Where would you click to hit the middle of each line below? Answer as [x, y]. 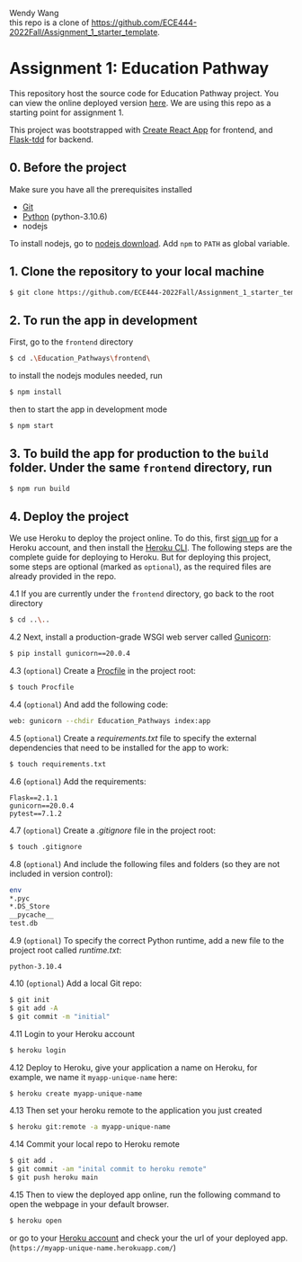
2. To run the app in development [103, 320]
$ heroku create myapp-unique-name [76, 1093]
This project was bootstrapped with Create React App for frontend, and [141, 130]
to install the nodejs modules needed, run [86, 376]
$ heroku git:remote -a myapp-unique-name [90, 1127]
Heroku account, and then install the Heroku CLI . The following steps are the [151, 548]
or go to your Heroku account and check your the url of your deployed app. [149, 1238]
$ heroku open [36, 1221]
